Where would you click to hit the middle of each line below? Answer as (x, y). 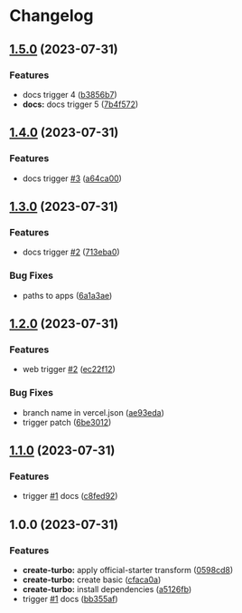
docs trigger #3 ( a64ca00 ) (72, 178)
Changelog (51, 16)
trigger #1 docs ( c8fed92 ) (70, 496)
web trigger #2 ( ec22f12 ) (69, 369)
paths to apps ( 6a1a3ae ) (67, 295)
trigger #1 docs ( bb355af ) (70, 599)
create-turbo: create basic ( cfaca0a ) (92, 579)
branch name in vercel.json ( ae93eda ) (93, 412)
